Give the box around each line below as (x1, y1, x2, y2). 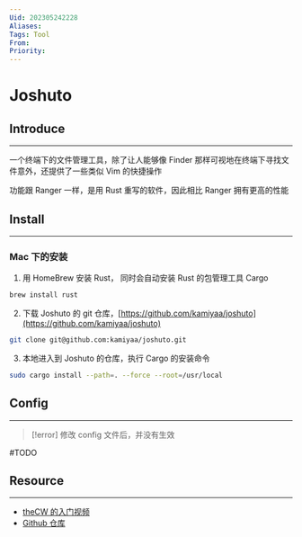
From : (9, 38, 30, 48)
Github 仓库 (22, 518, 66, 529)
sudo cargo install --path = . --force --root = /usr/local (9, 371, 223, 380)
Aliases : (9, 22, 42, 31)
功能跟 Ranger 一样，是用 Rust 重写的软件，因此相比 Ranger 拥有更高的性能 (9, 185, 289, 196)
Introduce (9, 121, 66, 136)
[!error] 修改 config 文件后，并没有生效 (31, 429, 175, 440)
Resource (9, 473, 65, 488)
